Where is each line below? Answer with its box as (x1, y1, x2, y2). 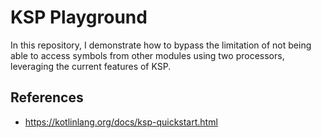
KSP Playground (10, 6, 148, 29)
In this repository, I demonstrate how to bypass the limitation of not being (10, 39, 312, 51)
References (10, 89, 84, 106)
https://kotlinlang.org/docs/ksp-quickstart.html (24, 116, 218, 128)
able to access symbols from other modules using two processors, (10, 49, 285, 61)
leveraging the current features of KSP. (10, 60, 172, 72)
